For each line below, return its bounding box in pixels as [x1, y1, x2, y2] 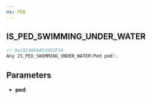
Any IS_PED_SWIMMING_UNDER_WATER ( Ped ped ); [6, 53, 119, 60]
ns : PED [6, 9, 26, 15]
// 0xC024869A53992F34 [6, 47, 64, 53]
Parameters [6, 70, 52, 80]
